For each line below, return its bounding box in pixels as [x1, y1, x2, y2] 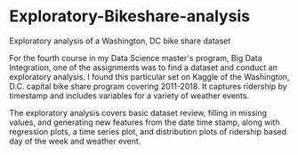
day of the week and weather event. [9, 136, 141, 146]
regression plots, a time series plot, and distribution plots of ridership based [9, 126, 287, 136]
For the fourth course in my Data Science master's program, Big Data [9, 52, 262, 63]
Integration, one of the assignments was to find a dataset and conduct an [9, 62, 278, 73]
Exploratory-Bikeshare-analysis [9, 6, 251, 27]
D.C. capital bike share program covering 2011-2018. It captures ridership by [9, 81, 287, 91]
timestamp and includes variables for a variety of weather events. [9, 90, 250, 101]
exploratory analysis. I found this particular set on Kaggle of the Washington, [9, 71, 290, 81]
